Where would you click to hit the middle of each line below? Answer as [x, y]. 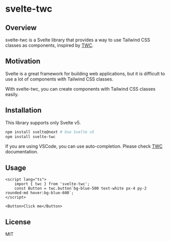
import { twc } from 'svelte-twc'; [52, 184]
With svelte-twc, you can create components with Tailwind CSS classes [80, 89]
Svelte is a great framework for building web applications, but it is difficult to [85, 73]
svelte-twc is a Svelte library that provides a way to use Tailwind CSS [78, 40]
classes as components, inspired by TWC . [49, 45]
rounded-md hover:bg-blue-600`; [39, 193]
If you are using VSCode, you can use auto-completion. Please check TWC [84, 146]
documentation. [22, 152]
